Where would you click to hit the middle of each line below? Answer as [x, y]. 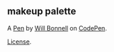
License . [19, 42]
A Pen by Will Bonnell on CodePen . [57, 28]
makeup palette [42, 11]
